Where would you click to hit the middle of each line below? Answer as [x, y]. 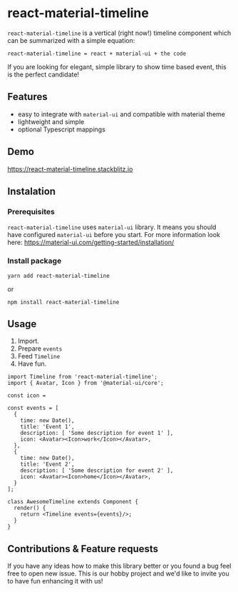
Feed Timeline [39, 356]
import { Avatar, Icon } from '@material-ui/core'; [86, 383]
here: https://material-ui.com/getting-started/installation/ [91, 242]
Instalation [31, 191]
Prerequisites [31, 211]
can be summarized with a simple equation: [71, 40]
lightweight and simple [51, 121]
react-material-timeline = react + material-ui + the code [97, 54]
